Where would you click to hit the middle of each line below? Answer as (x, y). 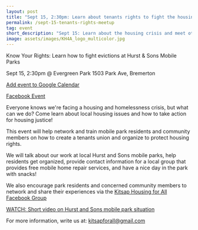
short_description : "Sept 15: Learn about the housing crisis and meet (96, 34)
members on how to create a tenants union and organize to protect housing (98, 138)
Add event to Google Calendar (43, 85)
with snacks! (22, 174)
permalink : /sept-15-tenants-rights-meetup (60, 22)
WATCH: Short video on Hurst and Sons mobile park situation (80, 209)
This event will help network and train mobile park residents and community (98, 131)
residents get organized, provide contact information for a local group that (96, 161)
